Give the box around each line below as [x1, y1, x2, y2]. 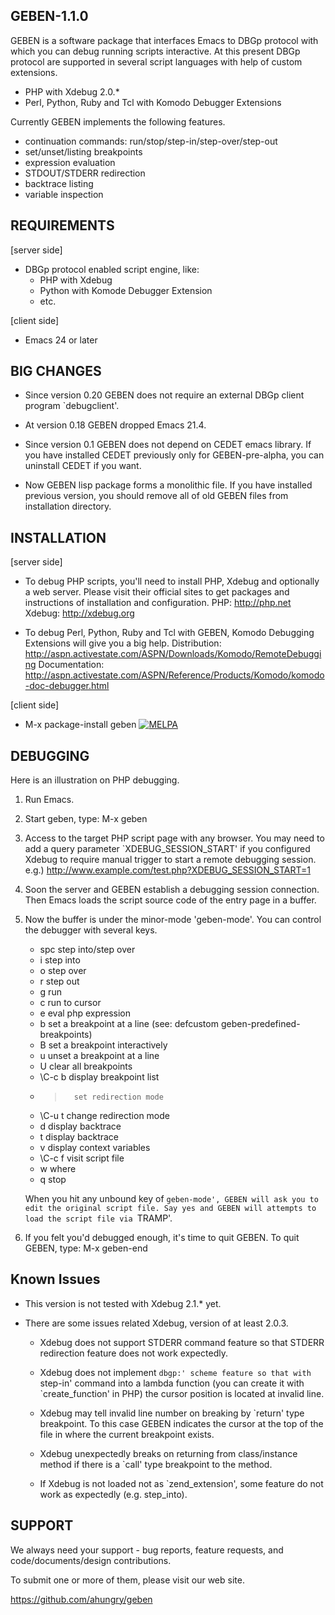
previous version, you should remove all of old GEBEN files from [24, 490, 289, 502]
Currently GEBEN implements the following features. [10, 115, 226, 128]
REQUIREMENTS [10, 217, 115, 234]
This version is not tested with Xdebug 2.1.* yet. [24, 1297, 222, 1309]
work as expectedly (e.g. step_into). [39, 1488, 188, 1500]
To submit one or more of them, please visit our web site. [10, 1574, 245, 1586]
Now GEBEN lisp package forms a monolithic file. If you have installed [24, 479, 313, 491]
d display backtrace [39, 1120, 122, 1133]
